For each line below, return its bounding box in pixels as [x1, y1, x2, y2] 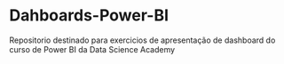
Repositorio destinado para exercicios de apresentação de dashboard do [9, 35, 276, 45]
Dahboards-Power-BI [9, 5, 170, 26]
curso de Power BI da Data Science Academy [9, 44, 176, 54]
